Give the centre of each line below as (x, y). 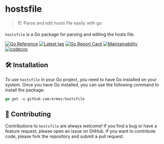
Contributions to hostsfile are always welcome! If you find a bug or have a (81, 126)
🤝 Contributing (28, 114)
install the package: (25, 90)
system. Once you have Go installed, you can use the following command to (82, 85)
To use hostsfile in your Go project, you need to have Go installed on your (81, 79)
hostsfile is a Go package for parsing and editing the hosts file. (70, 34)
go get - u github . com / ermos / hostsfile (45, 99)
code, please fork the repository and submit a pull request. (65, 137)
